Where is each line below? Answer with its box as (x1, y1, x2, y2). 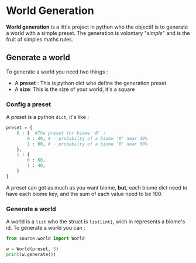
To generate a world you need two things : (6, 68, 108, 75)
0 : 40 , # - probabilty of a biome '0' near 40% (27, 135, 148, 141)
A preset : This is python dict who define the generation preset (14, 79, 167, 86)
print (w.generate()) (6, 251, 57, 257)
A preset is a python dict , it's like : (6, 114, 90, 121)
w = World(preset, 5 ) (6, 246, 59, 252)
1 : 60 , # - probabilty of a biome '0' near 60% (27, 141, 148, 147)
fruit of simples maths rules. (6, 36, 74, 43)
